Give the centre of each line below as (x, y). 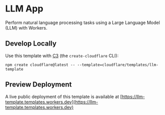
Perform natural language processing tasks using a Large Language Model (82, 22)
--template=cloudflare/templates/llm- (118, 65)
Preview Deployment (38, 85)
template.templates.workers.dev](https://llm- (52, 102)
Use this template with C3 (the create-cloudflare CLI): (62, 55)
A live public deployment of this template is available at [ (64, 96)
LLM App (24, 9)
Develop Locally (31, 44)
